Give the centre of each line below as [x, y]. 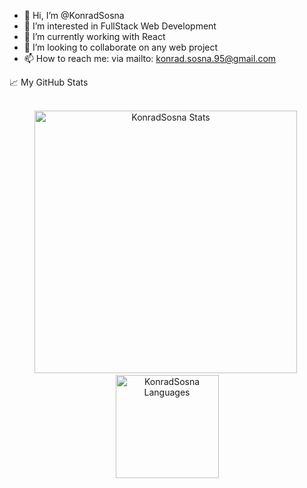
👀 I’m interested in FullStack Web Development [120, 26]
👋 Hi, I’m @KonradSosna [74, 15]
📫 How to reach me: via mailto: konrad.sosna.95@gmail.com [150, 58]
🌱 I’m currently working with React [94, 36]
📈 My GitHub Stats [49, 82]
